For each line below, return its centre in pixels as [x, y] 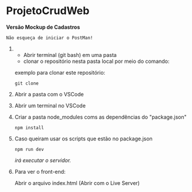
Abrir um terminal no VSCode [50, 105]
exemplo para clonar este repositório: [60, 72]
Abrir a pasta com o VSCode [49, 94]
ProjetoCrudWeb [48, 11]
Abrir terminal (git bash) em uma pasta [70, 55]
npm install [29, 127]
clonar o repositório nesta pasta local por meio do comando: [96, 61]
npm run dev [29, 149]
